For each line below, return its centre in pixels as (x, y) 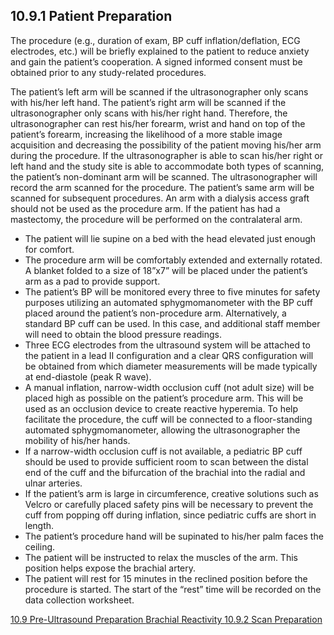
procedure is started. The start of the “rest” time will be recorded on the (173, 589)
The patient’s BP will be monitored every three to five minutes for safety (172, 291)
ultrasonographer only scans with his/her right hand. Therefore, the (149, 113)
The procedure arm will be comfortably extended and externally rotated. (173, 260)
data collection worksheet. (79, 600)
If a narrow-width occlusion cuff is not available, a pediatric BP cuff (163, 451)
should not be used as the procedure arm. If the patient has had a (145, 208)
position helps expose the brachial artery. (110, 568)
